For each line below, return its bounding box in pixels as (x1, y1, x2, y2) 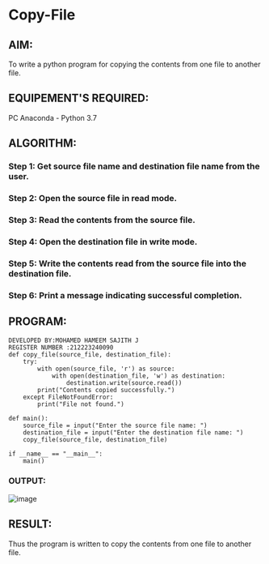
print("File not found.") (37, 399, 125, 408)
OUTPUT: (8, 476, 46, 487)
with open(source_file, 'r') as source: (37, 365, 175, 373)
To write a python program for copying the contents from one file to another (8, 59, 261, 69)
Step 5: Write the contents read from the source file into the (8, 258, 247, 269)
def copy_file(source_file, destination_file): (8, 350, 172, 358)
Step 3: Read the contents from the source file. (8, 214, 195, 225)
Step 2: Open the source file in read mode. (8, 193, 178, 204)
